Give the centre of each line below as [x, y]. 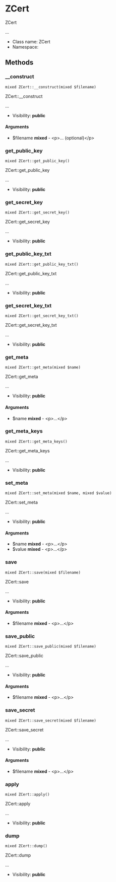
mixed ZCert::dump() [27, 846]
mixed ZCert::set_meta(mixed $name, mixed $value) [58, 493]
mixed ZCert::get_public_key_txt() [42, 264]
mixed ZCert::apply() [28, 795]
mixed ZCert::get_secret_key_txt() [42, 316]
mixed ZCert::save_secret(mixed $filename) [51, 721]
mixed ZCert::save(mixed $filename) [43, 572]
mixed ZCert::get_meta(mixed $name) [43, 367]
